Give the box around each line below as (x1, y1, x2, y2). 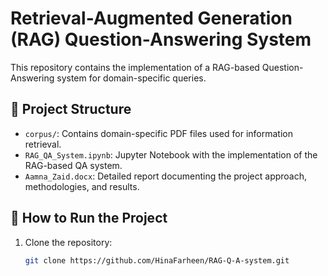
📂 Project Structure (10, 101, 132, 118)
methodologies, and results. (24, 180, 140, 192)
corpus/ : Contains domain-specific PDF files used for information (24, 127, 293, 139)
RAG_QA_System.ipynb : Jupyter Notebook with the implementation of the (24, 148, 318, 161)
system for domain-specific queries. (56, 72, 207, 84)
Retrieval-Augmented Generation (10, 7, 293, 30)
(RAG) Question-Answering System (10, 28, 312, 51)
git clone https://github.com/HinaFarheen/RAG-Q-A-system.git (24, 255, 290, 266)
